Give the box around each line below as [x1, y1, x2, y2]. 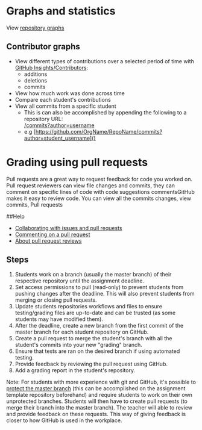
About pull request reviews [14, 237, 82, 245]
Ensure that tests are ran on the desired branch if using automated [14, 347, 180, 355]
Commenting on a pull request [14, 231, 90, 238]
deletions [24, 76, 47, 84]
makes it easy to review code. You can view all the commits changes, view [6, 195, 192, 202]
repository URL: [24, 115, 63, 122]
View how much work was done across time [14, 89, 125, 97]
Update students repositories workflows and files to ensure [14, 302, 163, 310]
